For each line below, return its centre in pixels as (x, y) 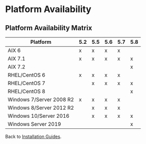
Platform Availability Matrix (49, 28)
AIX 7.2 (17, 67)
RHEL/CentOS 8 (27, 91)
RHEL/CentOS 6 (27, 75)
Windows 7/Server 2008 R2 (41, 99)
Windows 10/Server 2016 (39, 116)
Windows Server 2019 (34, 124)
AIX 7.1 (17, 59)
